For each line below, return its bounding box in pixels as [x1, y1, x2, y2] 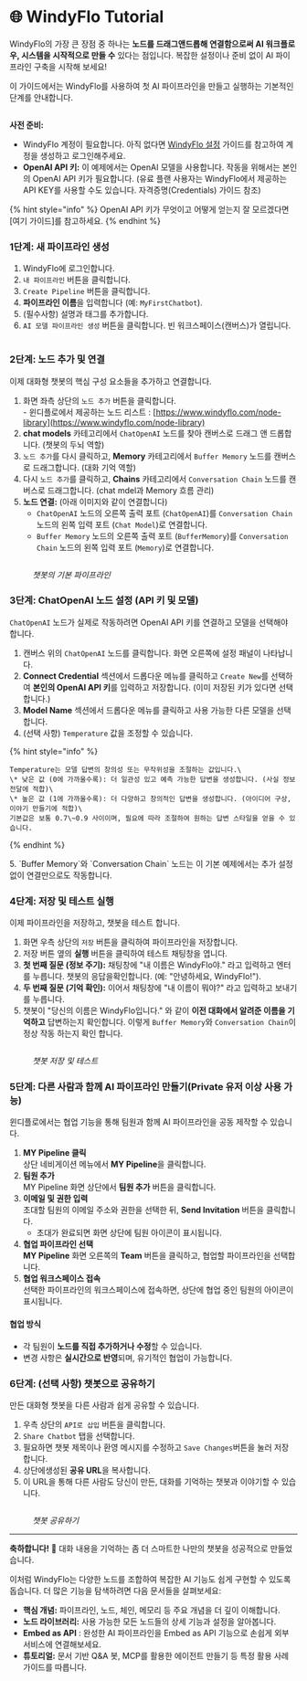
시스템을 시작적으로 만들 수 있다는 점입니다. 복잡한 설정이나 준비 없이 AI [21, 49, 274, 60]
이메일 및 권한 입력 [22, 1193, 89, 1204]
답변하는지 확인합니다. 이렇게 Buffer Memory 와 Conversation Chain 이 [47, 1017, 297, 1028]
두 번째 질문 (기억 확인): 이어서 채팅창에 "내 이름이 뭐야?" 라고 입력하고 [22, 982, 273, 993]
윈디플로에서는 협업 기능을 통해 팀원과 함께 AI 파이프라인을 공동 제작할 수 [9, 1116, 269, 1127]
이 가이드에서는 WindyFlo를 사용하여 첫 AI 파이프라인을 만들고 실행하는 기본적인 [9, 80, 294, 91]
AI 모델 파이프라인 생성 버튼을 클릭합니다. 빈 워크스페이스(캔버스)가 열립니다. [22, 320, 291, 331]
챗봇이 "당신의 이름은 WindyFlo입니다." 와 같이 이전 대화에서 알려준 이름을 [22, 1005, 286, 1016]
